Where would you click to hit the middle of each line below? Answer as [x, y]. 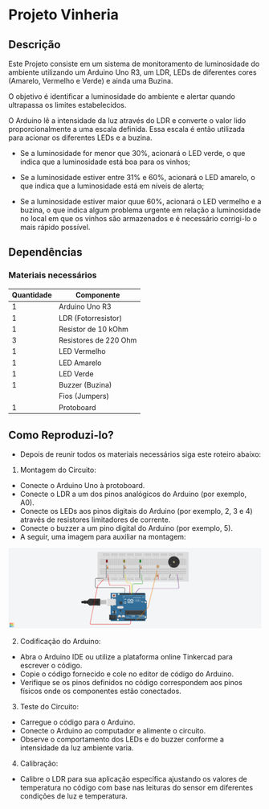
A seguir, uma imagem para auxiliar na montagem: [103, 537]
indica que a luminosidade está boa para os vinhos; [105, 162]
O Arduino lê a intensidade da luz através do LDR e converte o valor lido [127, 121]
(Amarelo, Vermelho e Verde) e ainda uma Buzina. [91, 81]
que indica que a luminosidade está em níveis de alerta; [112, 186]
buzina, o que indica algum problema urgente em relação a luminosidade [140, 210]
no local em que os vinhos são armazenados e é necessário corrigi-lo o [139, 218]
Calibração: [39, 763]
